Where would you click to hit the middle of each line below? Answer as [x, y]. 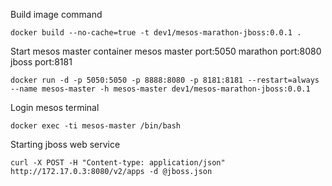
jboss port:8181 [41, 62]
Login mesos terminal [55, 107]
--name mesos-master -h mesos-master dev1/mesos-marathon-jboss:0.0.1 [160, 89]
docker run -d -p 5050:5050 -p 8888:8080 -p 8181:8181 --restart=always [165, 80]
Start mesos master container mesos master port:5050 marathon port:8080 [166, 51]
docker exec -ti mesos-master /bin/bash [96, 126]
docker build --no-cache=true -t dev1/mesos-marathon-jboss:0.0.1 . [156, 33]
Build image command [56, 14]
